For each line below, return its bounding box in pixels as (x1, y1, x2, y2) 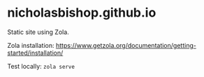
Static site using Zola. (7, 28, 70, 36)
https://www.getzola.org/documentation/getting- (55, 41, 197, 49)
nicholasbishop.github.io (7, 5, 156, 21)
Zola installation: (7, 41, 54, 49)
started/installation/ (7, 49, 64, 57)
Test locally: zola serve (7, 62, 75, 70)
